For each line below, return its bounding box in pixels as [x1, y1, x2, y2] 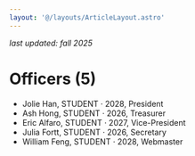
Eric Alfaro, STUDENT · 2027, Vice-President [21, 117, 186, 127]
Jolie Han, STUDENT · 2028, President [21, 98, 164, 109]
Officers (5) [9, 69, 96, 89]
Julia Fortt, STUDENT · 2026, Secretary [21, 127, 167, 137]
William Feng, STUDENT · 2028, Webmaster [21, 135, 183, 147]
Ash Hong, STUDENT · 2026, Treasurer [21, 108, 167, 119]
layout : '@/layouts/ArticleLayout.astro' [9, 12, 166, 22]
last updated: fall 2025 [9, 37, 93, 48]
